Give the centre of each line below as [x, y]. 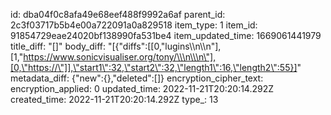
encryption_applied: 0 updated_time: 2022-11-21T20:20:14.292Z [142, 88]
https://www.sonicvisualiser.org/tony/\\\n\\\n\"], [120, 57]
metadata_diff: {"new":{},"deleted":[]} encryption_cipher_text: [137, 78]
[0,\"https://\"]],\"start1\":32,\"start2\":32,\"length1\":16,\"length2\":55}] [154, 67]
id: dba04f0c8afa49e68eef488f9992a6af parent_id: [118, 14]
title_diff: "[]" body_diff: [58, 46]
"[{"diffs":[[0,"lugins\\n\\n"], [164, 46]
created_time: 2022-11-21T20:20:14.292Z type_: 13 [114, 99]
